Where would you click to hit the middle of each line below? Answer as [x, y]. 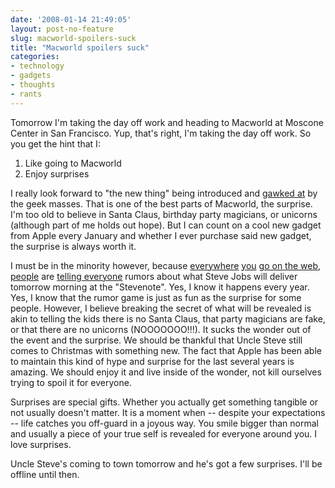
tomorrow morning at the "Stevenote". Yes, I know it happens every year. [160, 287]
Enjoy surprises [57, 173]
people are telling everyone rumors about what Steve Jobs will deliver [154, 276]
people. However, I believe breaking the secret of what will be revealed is [161, 308]
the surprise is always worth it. [73, 246]
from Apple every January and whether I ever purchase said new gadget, [161, 235]
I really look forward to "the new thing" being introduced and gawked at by [164, 193]
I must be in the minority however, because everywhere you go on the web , [166, 265]
